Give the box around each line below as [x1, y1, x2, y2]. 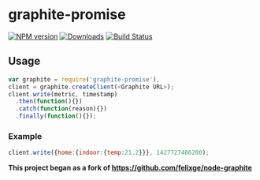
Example [8, 130, 43, 141]
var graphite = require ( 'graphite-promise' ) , [8, 75, 160, 84]
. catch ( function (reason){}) [15, 105, 108, 113]
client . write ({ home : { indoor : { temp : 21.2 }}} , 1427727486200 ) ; [8, 148, 210, 157]
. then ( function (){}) [15, 97, 83, 106]
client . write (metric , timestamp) [8, 90, 118, 98]
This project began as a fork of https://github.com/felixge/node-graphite [8, 163, 252, 173]
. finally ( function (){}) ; [15, 112, 97, 120]
